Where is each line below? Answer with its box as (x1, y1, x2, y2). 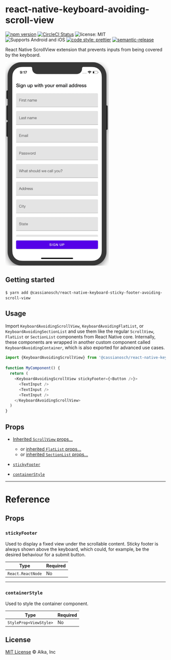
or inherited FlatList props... (20, 446, 81, 452)
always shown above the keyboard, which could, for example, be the (5, 546, 149, 552)
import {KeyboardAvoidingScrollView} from (5, 355, 97, 360)
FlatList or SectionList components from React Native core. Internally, (5, 333, 156, 339)
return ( (10, 371, 28, 376)
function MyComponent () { (5, 365, 60, 371)
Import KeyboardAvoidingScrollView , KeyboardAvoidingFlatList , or (5, 323, 144, 329)
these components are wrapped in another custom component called (5, 339, 151, 345)
